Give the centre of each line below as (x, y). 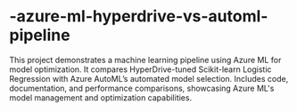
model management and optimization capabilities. (101, 97)
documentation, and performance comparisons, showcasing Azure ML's (142, 88)
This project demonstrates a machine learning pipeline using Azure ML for (145, 60)
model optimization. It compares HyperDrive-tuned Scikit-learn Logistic (140, 69)
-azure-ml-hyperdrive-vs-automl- (139, 16)
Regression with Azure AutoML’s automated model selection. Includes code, (149, 78)
